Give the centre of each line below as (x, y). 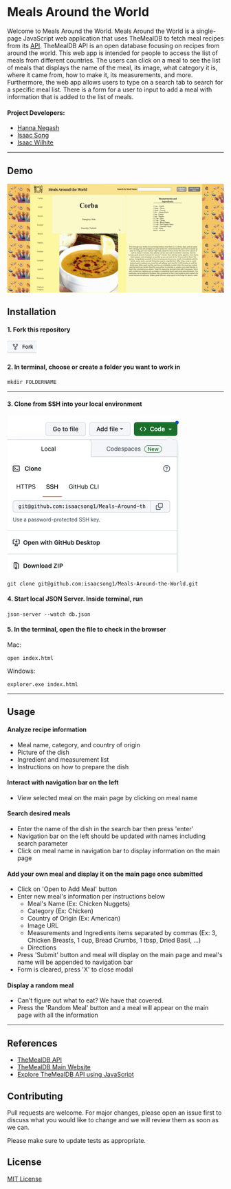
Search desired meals (39, 813)
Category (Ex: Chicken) (60, 911)
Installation (32, 312)
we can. (18, 1127)
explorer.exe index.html (43, 685)
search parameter (42, 844)
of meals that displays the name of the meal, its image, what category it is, (112, 67)
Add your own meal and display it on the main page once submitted (105, 874)
